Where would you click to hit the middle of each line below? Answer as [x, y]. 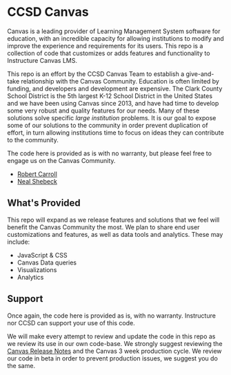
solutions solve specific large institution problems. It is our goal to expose [112, 117]
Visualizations [37, 269]
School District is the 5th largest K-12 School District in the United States [110, 96]
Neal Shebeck [37, 181]
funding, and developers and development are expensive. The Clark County [115, 88]
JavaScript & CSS [42, 255]
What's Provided [44, 203]
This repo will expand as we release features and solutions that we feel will [113, 220]
